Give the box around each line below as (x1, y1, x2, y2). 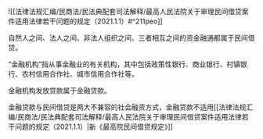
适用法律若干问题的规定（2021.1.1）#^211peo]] (14, 16, 163, 26)
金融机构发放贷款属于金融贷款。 (8, 86, 111, 95)
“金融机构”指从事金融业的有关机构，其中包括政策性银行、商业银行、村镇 (8, 59, 241, 69)
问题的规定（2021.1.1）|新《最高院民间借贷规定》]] (14, 122, 174, 131)
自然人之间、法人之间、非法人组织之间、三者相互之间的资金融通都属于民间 (8, 34, 248, 42)
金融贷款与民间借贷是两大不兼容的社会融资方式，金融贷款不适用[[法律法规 (8, 102, 247, 112)
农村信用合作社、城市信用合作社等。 (21, 69, 139, 78)
